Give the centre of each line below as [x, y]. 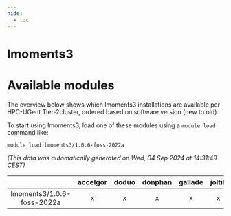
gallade [191, 182]
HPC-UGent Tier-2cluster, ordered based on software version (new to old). [113, 111]
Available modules [61, 85]
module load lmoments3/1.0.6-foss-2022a [66, 145]
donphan [157, 182]
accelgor [93, 182]
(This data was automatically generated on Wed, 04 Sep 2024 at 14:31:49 [112, 158]
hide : [15, 13]
